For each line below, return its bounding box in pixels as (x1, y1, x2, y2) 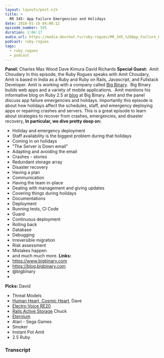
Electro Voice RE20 (12, 303, 51, 309)
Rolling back (12, 222, 38, 228)
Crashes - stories (12, 154, 47, 160)
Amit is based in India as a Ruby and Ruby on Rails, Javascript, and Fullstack (5, 77, 159, 82)
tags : (5, 44, 16, 49)
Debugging (12, 232, 35, 238)
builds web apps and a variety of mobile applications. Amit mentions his (5, 87, 151, 93)
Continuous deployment (12, 216, 61, 222)
